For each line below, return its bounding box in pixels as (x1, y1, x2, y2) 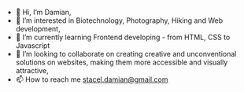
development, (15, 24, 61, 33)
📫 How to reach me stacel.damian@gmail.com (15, 75, 168, 84)
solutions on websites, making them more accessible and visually (15, 57, 228, 67)
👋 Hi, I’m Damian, (15, 8, 72, 17)
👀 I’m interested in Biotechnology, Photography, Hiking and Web (15, 16, 224, 25)
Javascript (15, 41, 50, 50)
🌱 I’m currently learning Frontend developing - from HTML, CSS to (15, 32, 231, 42)
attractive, (15, 66, 49, 75)
